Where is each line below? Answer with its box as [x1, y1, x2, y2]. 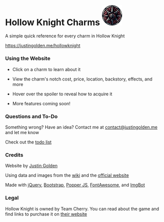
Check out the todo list [5, 139, 52, 145]
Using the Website [5, 55, 51, 62]
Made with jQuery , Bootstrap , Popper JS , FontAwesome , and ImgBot [5, 182, 145, 188]
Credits [5, 151, 23, 158]
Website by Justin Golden [5, 163, 58, 169]
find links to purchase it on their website [5, 211, 87, 217]
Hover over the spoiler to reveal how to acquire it [12, 91, 113, 97]
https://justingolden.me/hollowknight [5, 43, 81, 49]
